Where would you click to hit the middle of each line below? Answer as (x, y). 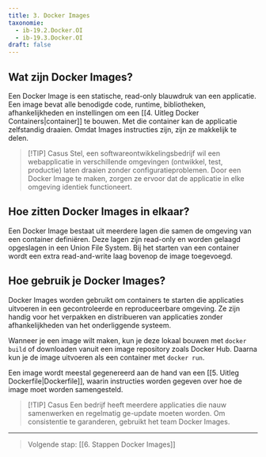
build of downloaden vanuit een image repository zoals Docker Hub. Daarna (133, 349)
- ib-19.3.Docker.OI (49, 38)
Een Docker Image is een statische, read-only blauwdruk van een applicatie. (133, 96)
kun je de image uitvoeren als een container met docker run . (106, 357)
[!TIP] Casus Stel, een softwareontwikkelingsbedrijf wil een (123, 153)
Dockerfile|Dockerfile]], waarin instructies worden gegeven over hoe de (125, 381)
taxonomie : (26, 23)
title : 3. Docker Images (49, 15)
